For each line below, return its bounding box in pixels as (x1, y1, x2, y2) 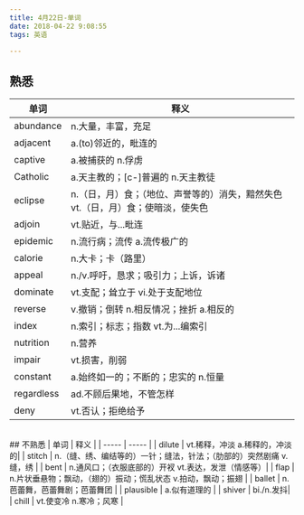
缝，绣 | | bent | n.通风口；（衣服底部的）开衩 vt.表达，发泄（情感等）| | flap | (9, 462, 295, 473)
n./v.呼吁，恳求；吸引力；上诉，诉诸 (71, 269, 226, 282)
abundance (14, 119, 62, 132)
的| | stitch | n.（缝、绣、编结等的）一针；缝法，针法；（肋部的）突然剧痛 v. (9, 451, 289, 462)
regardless (14, 388, 60, 400)
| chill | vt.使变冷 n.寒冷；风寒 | (9, 496, 124, 507)
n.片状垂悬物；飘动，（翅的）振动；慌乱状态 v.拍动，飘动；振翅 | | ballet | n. (9, 473, 290, 484)
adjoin (14, 218, 41, 230)
